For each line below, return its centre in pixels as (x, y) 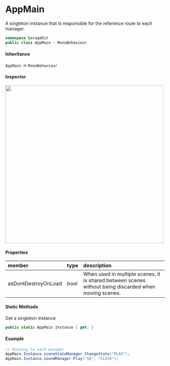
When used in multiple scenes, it (122, 274)
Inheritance (18, 54)
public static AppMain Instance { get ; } (50, 327)
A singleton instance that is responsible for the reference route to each (79, 23)
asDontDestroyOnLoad (35, 284)
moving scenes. (102, 293)
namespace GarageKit (27, 38)
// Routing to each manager (35, 349)
